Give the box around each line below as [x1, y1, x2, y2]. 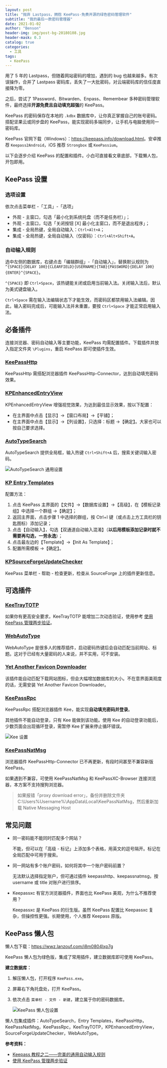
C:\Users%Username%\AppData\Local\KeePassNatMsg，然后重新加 [17, 799, 159, 805]
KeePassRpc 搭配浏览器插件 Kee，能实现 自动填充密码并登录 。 [5, 706, 133, 712]
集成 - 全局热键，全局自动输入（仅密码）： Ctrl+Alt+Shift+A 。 [12, 233, 138, 239]
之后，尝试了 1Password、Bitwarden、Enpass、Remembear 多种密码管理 [5, 96, 156, 102]
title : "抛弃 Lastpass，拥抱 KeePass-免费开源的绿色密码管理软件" [5, 12, 132, 17]
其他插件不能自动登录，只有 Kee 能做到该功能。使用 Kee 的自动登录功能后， [5, 717, 161, 723]
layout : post [5, 7, 32, 12]
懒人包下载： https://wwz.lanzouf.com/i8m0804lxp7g [5, 944, 113, 950]
